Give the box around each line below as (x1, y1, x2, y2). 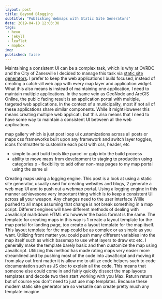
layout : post (5, 7, 31, 12)
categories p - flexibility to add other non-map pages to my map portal (12, 161, 153, 167)
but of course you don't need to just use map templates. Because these (5, 279, 147, 284)
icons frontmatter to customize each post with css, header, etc (5, 141, 130, 148)
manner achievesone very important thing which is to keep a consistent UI (5, 191, 153, 197)
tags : (5, 25, 16, 30)
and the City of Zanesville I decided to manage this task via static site (5, 71, 144, 76)
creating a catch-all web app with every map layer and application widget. (5, 81, 153, 87)
